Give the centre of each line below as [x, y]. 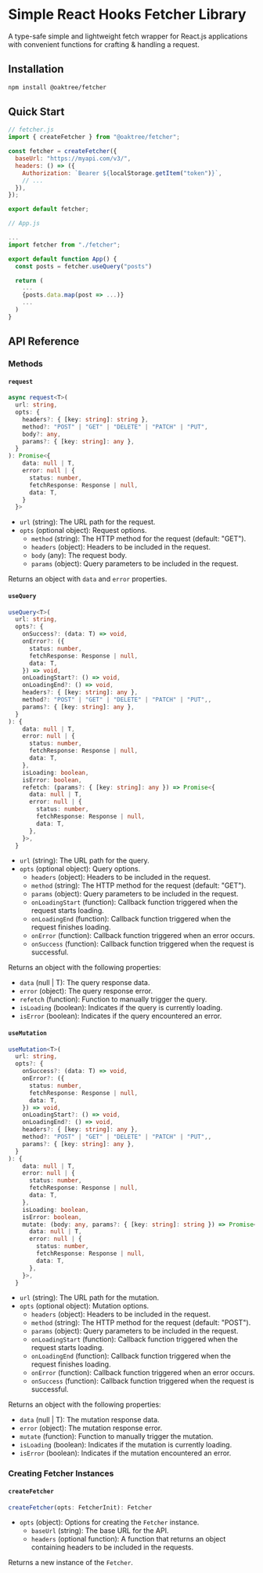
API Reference [44, 342]
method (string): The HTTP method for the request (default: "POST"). [141, 1323]
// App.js [24, 224]
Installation [36, 69]
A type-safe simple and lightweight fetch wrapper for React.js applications [128, 36]
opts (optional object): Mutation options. [84, 1306]
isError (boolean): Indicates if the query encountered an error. [121, 1016]
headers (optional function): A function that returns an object [128, 1539]
